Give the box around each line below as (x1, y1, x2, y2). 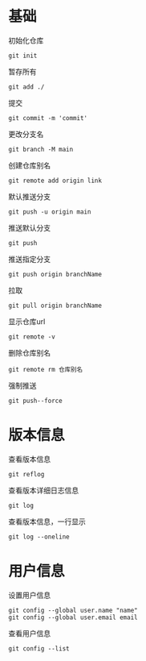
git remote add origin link (8, 177, 103, 185)
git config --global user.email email (8, 613, 138, 622)
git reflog (8, 470, 45, 478)
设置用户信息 (8, 590, 51, 600)
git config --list (8, 644, 70, 653)
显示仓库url (8, 316, 46, 326)
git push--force (8, 397, 63, 405)
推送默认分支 (8, 222, 51, 232)
